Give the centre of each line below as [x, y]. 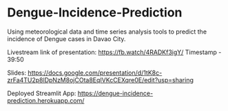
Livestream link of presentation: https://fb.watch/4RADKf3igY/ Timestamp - [114, 52]
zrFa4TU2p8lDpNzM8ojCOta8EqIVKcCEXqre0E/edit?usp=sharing [101, 79]
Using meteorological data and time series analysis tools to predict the [107, 32]
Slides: [17, 73]
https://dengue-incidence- [115, 93]
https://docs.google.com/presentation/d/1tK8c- [95, 73]
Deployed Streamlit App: [42, 93]
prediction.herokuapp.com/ [46, 100]
